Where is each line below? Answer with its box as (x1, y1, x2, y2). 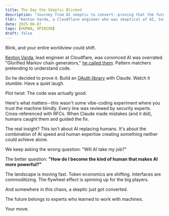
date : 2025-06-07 (5, 21, 42, 27)
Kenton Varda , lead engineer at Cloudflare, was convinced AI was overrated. (5, 55, 163, 61)
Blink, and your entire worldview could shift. (5, 45, 97, 50)
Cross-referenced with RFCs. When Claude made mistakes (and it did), (5, 111, 152, 117)
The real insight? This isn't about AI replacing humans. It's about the (5, 126, 146, 132)
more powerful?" (5, 161, 42, 167)
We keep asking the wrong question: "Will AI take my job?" (5, 146, 127, 152)
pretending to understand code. (5, 65, 71, 71)
